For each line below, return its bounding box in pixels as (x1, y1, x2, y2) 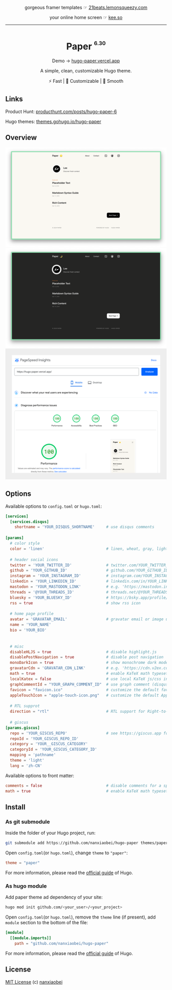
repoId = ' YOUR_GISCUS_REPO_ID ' (10, 736, 79, 741)
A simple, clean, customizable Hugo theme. (40, 68, 132, 74)
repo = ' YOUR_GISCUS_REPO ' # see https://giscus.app (10, 730, 161, 736)
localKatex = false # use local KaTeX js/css (10, 676, 161, 681)
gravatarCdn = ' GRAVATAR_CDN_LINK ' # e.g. (10, 665, 120, 671)
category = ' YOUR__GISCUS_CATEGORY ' (10, 742, 88, 747)
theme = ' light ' (10, 758, 45, 763)
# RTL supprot (10, 704, 40, 709)
